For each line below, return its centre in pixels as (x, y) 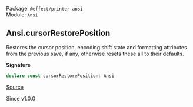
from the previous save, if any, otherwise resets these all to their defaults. (95, 53)
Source (15, 87)
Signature (19, 65)
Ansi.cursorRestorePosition (58, 33)
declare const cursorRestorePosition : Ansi (60, 76)
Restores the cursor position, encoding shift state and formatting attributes (96, 47)
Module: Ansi (22, 15)
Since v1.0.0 (21, 98)
